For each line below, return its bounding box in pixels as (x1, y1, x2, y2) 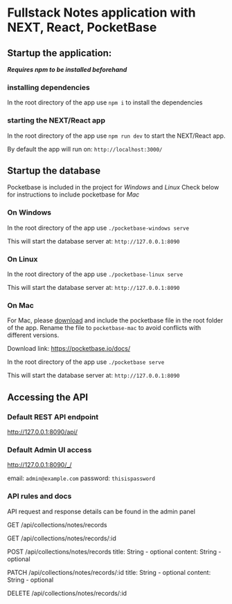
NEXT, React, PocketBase (7, 19, 157, 35)
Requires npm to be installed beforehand (7, 66, 127, 73)
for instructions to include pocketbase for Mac (7, 190, 140, 199)
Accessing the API (7, 391, 89, 403)
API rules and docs (7, 491, 72, 501)
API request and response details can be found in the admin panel (7, 507, 196, 515)
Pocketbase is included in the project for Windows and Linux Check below (7, 183, 220, 192)
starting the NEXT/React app (7, 116, 106, 125)
